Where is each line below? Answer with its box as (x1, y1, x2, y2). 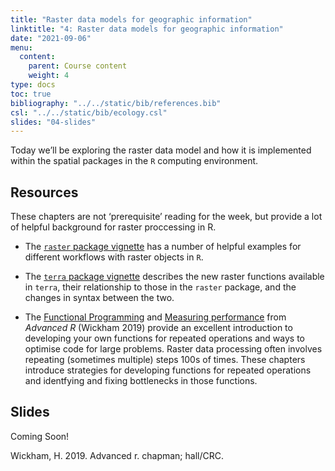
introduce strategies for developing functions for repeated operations (24, 364, 312, 376)
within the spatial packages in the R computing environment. (10, 155, 259, 167)
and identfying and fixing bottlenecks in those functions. (24, 375, 258, 387)
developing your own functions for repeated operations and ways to (24, 332, 305, 345)
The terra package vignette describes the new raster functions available (24, 271, 325, 283)
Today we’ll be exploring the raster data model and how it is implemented (10, 144, 312, 156)
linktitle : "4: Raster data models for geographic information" (10, 24, 284, 34)
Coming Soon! (10, 430, 70, 442)
